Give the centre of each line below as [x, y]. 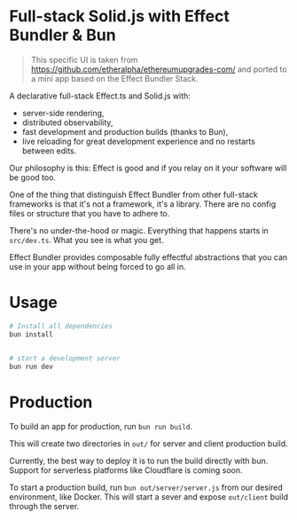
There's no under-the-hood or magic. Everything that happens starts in [139, 230]
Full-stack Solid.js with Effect [120, 16]
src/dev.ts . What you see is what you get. [86, 240]
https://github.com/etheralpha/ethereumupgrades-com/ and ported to [159, 69]
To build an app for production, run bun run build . [101, 427]
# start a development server [65, 358]
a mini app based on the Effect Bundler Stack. [114, 78]
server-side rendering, [63, 113]
